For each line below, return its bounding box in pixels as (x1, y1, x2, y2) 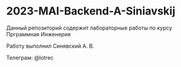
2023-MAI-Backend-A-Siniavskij (6, 4, 176, 18)
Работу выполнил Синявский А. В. (6, 42, 95, 49)
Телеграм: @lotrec (6, 54, 54, 61)
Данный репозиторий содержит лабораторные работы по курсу (6, 24, 173, 31)
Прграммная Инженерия (6, 30, 71, 37)
